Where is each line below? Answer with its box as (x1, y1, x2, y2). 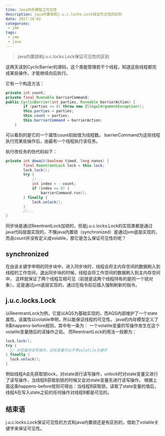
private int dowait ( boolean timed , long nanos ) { (5, 158, 110, 163)
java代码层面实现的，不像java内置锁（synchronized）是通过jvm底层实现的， (5, 229, 160, 235)
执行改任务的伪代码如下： (5, 148, 57, 154)
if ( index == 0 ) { (31, 186, 70, 191)
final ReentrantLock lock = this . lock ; (23, 163, 105, 168)
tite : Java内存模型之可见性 (5, 7, 57, 12)
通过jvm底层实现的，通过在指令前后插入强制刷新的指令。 (25, 282, 140, 288)
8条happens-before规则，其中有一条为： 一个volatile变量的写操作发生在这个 (5, 322, 160, 328)
